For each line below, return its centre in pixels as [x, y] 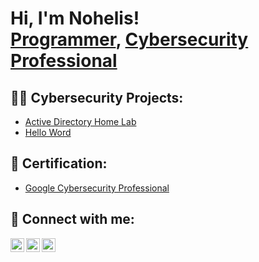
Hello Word [48, 132]
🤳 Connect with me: [72, 219]
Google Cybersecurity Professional [97, 188]
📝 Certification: [59, 163]
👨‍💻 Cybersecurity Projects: [97, 97]
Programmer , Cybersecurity [129, 39]
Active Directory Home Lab [80, 121]
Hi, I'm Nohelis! [75, 18]
